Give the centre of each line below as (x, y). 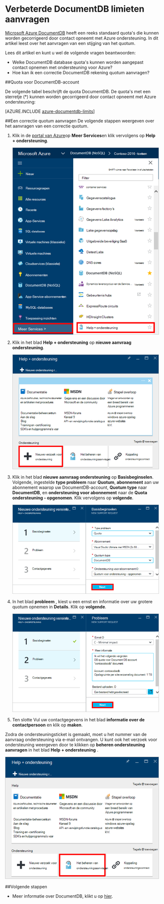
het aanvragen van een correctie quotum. (47, 126)
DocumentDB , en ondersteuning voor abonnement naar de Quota (80, 492)
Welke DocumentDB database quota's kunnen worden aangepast (78, 62)
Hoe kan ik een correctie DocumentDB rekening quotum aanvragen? (81, 72)
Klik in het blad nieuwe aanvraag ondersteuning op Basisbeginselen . (83, 477)
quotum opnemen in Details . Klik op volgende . (59, 607)
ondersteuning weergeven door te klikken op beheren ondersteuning (75, 745)
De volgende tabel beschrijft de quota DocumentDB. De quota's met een (78, 91)
